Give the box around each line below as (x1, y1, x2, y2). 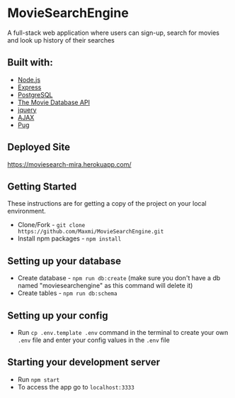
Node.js (17, 75, 41, 84)
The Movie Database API (17, 98, 91, 106)
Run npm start (17, 375, 60, 384)
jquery (17, 105, 37, 114)
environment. (7, 207, 46, 216)
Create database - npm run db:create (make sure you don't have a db (17, 274, 221, 282)
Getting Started (7, 180, 77, 192)
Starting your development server (7, 356, 161, 368)
